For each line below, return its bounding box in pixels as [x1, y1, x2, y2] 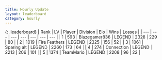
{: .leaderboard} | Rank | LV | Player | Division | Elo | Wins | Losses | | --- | [5, 29, 152, 35]
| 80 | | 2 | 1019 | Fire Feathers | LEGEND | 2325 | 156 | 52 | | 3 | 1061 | [5, 39, 144, 45]
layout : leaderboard [5, 12, 47, 16]
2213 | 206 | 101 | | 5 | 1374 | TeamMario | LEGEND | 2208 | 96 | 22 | [5, 49, 141, 55]
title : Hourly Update [5, 7, 49, 12]
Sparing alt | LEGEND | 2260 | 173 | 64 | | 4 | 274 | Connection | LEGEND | [5, 44, 152, 50]
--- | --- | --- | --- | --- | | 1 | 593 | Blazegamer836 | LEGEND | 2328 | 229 [10, 34, 158, 40]
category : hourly [5, 16, 40, 21]
